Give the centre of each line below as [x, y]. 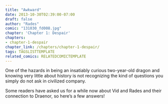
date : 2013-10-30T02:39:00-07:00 [40, 14]
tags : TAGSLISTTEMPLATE [30, 51]
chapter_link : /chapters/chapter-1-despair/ [52, 47]
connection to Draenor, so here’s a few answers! [55, 96]
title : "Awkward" [23, 10]
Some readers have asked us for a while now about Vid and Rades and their [83, 91]
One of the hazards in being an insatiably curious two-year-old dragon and [82, 70]
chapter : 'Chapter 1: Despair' [38, 33]
